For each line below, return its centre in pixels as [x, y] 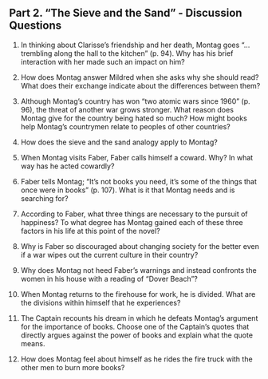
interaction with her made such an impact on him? [103, 61]
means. [33, 343]
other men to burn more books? [73, 367]
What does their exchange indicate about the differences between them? [140, 85]
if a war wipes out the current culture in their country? [109, 255]
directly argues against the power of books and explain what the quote [137, 335]
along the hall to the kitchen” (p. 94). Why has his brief [144, 53]
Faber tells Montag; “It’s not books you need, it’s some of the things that [139, 181]
